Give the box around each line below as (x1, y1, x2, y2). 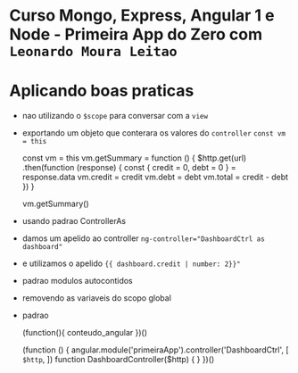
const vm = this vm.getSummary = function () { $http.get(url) (21, 153, 247, 163)
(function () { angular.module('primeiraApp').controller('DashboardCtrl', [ (21, 344, 289, 355)
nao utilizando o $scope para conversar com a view (21, 111, 208, 121)
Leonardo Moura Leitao (9, 44, 178, 61)
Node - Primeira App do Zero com (9, 24, 263, 45)
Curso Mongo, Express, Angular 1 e (9, 5, 275, 26)
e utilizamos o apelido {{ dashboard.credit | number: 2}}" (21, 258, 241, 269)
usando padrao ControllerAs (21, 216, 127, 227)
